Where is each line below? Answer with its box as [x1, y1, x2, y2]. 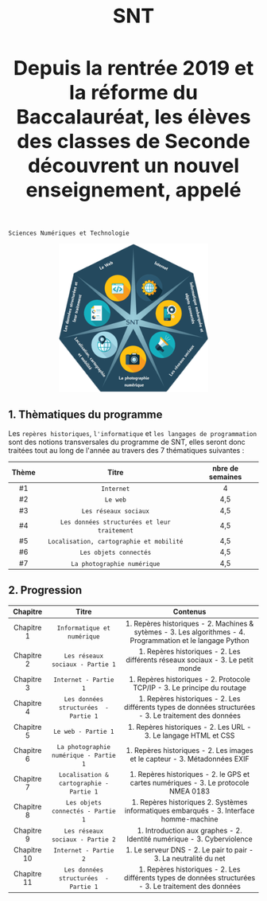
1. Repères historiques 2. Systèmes [131, 798, 248, 807]
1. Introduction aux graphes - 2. [137, 825, 242, 835]
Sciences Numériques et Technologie [8, 229, 130, 237]
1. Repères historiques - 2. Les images [126, 746, 253, 755]
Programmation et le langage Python [130, 635, 250, 645]
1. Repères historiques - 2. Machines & [126, 618, 254, 628]
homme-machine [161, 814, 219, 824]
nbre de [211, 463, 239, 473]
